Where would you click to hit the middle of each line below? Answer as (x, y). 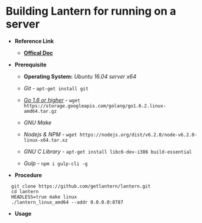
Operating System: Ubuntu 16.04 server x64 (80, 76)
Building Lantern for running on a (91, 11)
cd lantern (25, 191)
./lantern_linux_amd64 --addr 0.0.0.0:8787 (67, 202)
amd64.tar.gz (40, 111)
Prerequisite (31, 65)
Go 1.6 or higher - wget (52, 100)
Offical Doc (38, 52)
